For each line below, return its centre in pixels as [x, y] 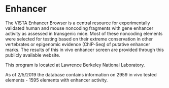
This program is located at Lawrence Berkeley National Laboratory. [75, 65]
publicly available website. [33, 55]
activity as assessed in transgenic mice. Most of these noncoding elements [84, 33]
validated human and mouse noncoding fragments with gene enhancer [79, 28]
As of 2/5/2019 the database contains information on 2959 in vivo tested [81, 74]
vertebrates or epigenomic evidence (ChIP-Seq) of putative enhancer [78, 44]
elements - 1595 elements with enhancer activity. [57, 80]
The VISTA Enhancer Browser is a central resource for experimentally [78, 23]
